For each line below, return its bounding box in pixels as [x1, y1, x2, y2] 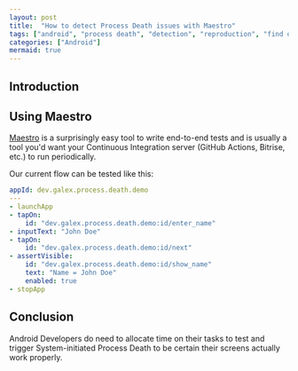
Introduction [9, 79, 80, 94]
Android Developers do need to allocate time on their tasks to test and [9, 333, 265, 343]
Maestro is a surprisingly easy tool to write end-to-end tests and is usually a [9, 132, 287, 143]
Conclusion [9, 310, 74, 325]
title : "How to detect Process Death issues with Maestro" [9, 21, 237, 30]
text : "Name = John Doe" [25, 268, 117, 278]
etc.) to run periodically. [9, 152, 97, 162]
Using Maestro [9, 108, 92, 124]
